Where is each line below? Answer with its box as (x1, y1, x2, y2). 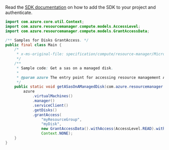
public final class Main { (5, 42, 62, 47)
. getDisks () (32, 107, 57, 112)
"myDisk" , (41, 121, 62, 127)
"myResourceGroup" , (41, 117, 82, 122)
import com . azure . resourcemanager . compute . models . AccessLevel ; (5, 24, 141, 29)
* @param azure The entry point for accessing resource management (16, 75, 161, 80)
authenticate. (5, 10, 33, 16)
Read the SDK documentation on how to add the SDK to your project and (5, 5, 156, 10)
